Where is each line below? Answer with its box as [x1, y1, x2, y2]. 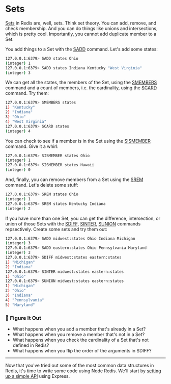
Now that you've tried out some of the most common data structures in [5, 362, 154, 368]
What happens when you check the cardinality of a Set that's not [12, 337, 149, 343]
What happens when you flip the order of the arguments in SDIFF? [12, 347, 152, 353]
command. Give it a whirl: [5, 143, 59, 149]
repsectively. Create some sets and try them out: [5, 226, 108, 232]
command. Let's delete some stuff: [5, 182, 78, 188]
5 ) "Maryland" [5, 302, 36, 308]
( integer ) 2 [5, 206, 31, 211]
